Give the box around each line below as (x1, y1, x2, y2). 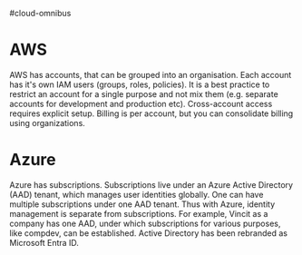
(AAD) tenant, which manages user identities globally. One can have (9, 189, 264, 200)
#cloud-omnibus (9, 8, 72, 18)
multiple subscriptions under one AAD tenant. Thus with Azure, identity (9, 199, 276, 210)
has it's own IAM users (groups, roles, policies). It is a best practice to (9, 79, 270, 90)
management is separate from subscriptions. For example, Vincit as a (9, 208, 268, 219)
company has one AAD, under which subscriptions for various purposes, (9, 218, 281, 229)
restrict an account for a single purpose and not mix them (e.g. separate (9, 88, 278, 99)
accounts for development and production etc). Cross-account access (9, 98, 273, 109)
